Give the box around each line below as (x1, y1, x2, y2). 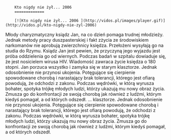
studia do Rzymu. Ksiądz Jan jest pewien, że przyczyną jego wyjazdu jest (5, 48, 160, 53)
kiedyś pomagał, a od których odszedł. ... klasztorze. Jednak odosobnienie (5, 97, 163, 102)
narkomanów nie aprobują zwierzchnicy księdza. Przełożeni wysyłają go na (5, 42, 164, 48)
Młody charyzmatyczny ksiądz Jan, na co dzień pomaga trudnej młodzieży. (5, 32, 164, 38)
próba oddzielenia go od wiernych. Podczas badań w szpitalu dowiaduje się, (5, 53, 166, 59)
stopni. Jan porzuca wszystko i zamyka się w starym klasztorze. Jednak (5, 64, 157, 70)
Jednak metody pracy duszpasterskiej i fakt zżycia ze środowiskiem (5, 37, 149, 43)
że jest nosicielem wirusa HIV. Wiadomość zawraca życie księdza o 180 (5, 59, 156, 65)
